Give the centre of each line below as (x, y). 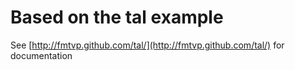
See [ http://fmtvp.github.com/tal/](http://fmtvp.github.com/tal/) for (147, 45)
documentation (41, 55)
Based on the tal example (117, 17)
